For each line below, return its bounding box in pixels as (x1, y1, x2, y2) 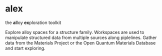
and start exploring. (5, 45, 46, 51)
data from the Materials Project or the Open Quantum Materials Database (5, 39, 156, 45)
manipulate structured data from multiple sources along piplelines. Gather (5, 34, 157, 40)
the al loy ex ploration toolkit (5, 19, 61, 25)
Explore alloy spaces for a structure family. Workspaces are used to (5, 29, 144, 35)
